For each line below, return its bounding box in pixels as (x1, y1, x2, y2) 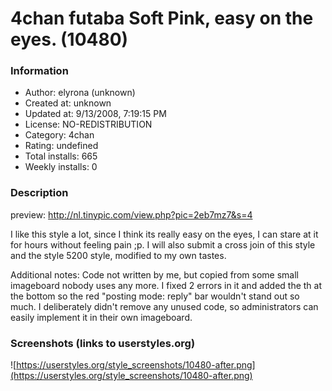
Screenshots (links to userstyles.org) (10, 336, 196, 350)
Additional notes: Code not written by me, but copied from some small (10, 268, 299, 281)
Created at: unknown (24, 97, 112, 109)
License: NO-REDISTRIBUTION (24, 118, 153, 131)
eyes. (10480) (10, 28, 129, 51)
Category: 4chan (24, 129, 95, 141)
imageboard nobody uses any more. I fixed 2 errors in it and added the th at (10, 279, 323, 291)
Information (10, 64, 69, 78)
